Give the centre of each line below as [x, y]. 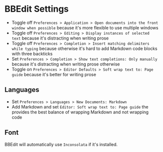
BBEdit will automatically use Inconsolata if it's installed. [61, 144]
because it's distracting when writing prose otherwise [66, 64]
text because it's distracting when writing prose [60, 38]
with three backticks [32, 54]
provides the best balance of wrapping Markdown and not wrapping [80, 112]
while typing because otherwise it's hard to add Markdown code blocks [84, 48]
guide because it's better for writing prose [54, 74]
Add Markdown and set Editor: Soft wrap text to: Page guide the [80, 107]
